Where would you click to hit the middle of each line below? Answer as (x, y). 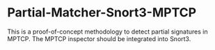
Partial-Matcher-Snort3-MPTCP (102, 13)
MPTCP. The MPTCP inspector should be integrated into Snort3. (99, 38)
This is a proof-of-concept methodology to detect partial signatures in (107, 32)
